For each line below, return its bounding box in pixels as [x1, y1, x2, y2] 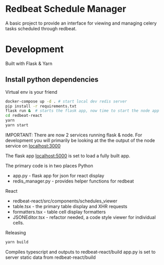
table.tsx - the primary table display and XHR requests [12, 203, 128, 209]
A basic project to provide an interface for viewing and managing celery [5, 20, 157, 26]
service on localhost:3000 [5, 142, 61, 149]
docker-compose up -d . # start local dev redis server [5, 98, 127, 104]
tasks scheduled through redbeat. [5, 25, 77, 31]
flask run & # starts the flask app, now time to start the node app [5, 108, 159, 113]
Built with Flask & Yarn [5, 60, 53, 67]
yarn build [5, 239, 29, 244]
